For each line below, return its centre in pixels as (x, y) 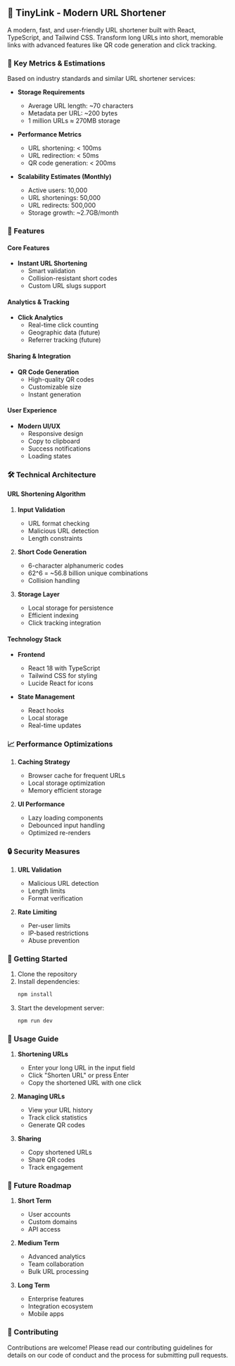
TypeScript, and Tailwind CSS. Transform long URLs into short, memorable (115, 37)
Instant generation (55, 394)
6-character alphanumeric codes (76, 565)
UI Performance (41, 804)
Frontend (31, 655)
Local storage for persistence (71, 608)
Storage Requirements (51, 92)
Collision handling (54, 580)
